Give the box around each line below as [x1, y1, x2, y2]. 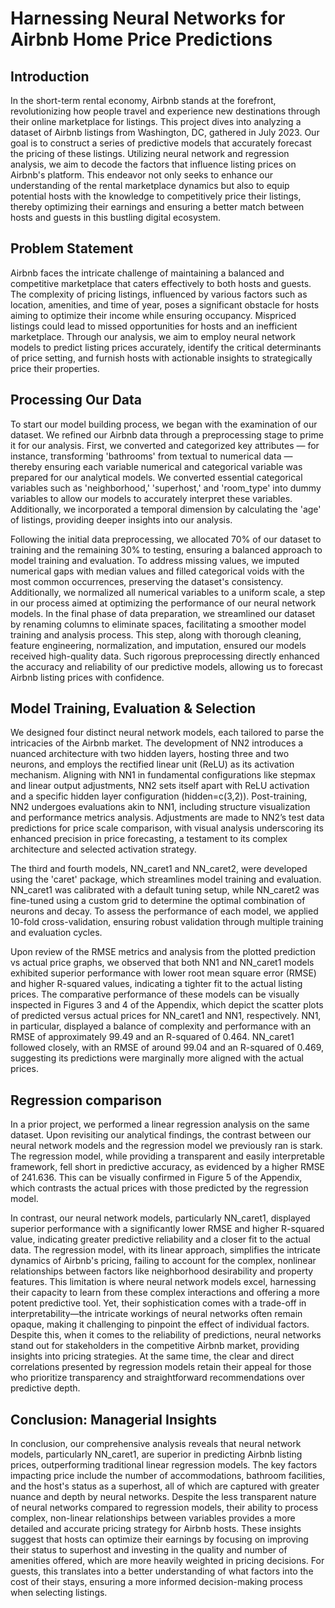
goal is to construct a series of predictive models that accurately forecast [10, 137, 312, 149]
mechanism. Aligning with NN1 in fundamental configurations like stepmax [10, 769, 316, 781]
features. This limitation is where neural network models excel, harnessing [10, 1276, 317, 1288]
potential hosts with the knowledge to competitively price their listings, [10, 190, 302, 202]
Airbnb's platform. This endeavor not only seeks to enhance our [10, 169, 273, 181]
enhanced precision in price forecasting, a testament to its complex [10, 833, 288, 845]
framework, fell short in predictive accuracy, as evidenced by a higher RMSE [10, 1161, 326, 1173]
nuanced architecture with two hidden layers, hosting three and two [10, 748, 290, 760]
